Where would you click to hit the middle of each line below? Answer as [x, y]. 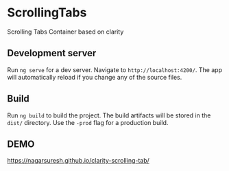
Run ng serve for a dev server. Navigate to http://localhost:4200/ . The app [115, 69]
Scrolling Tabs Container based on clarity [65, 32]
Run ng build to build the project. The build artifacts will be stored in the [109, 115]
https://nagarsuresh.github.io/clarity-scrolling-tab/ [78, 161]
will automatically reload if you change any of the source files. [95, 77]
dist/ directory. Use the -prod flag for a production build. [88, 122]
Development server [52, 53]
